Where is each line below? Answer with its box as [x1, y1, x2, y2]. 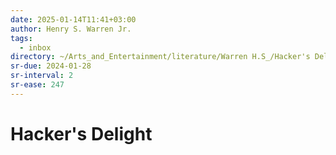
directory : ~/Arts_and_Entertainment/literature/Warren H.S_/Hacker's [10, 52, 311, 62]
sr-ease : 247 [10, 80, 65, 90]
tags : [10, 33, 33, 43]
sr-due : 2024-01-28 [10, 61, 92, 71]
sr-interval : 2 [10, 71, 74, 81]
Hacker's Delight [10, 122, 153, 145]
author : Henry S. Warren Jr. [10, 24, 132, 34]
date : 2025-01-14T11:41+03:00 [10, 14, 137, 25]
